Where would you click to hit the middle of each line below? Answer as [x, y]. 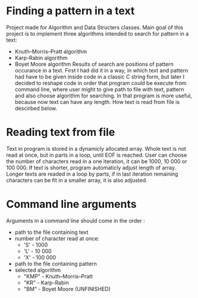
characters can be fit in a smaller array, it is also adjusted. [77, 180]
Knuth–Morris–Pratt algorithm [51, 51]
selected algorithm [38, 270]
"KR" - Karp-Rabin [46, 283]
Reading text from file [61, 132]
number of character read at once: [57, 238]
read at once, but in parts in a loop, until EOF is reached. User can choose [97, 155]
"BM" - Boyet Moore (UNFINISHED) [67, 289]
